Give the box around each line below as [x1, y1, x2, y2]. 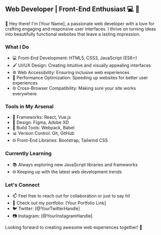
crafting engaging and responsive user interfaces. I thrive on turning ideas [5, 26, 157, 32]
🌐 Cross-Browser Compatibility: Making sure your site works [12, 85, 136, 91]
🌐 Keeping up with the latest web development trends [12, 168, 122, 175]
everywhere [12, 91, 37, 97]
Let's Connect [5, 181, 40, 188]
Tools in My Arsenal [5, 103, 54, 110]
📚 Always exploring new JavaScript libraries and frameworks [12, 161, 138, 167]
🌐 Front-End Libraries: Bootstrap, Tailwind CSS [12, 137, 108, 143]
